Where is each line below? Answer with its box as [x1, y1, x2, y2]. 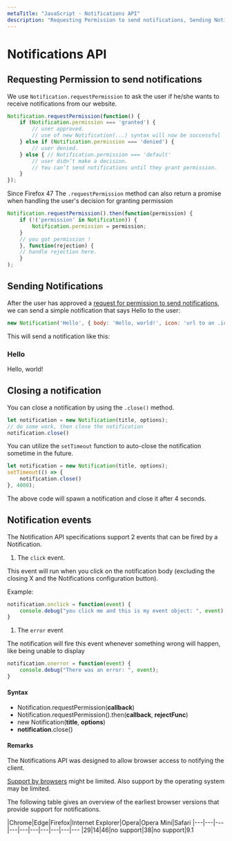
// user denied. [32, 144, 79, 152]
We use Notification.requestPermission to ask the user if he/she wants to [7, 92, 220, 100]
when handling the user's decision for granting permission [7, 197, 173, 205]
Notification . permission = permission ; [32, 222, 147, 230]
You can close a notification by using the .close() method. [7, 403, 175, 412]
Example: [7, 588, 34, 596]
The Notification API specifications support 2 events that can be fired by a [7, 532, 218, 541]
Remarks [7, 741, 34, 749]
